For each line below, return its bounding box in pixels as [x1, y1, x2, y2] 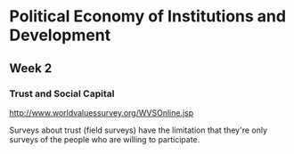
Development [9, 25, 111, 45]
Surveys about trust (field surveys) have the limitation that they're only [9, 125, 268, 135]
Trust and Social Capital [9, 87, 115, 100]
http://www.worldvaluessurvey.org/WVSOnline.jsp [9, 107, 194, 118]
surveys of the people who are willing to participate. [9, 134, 200, 144]
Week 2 [9, 61, 53, 76]
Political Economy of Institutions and [9, 6, 287, 27]
